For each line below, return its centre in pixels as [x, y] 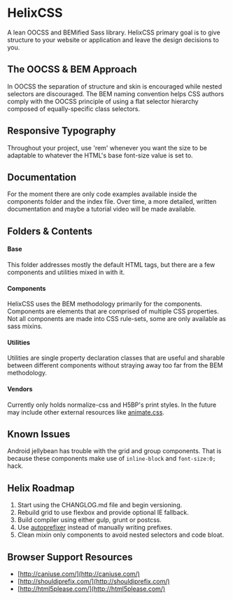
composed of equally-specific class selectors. [74, 109]
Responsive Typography [62, 131]
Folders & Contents [50, 231]
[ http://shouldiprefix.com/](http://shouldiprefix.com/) [93, 582]
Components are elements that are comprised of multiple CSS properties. [113, 311]
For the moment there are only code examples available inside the [102, 194]
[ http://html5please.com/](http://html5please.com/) [91, 589]
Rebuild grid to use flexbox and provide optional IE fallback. [103, 513]
